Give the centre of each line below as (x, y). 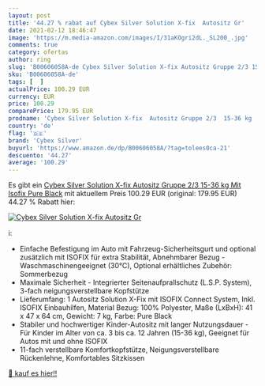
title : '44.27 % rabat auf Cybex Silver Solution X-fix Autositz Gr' (127, 23)
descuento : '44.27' (40, 155)
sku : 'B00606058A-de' (44, 74)
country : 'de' (32, 126)
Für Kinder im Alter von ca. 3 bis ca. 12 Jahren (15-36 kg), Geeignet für (134, 333)
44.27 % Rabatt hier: (42, 202)
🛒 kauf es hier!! (33, 373)
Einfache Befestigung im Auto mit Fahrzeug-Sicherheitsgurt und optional (138, 249)
